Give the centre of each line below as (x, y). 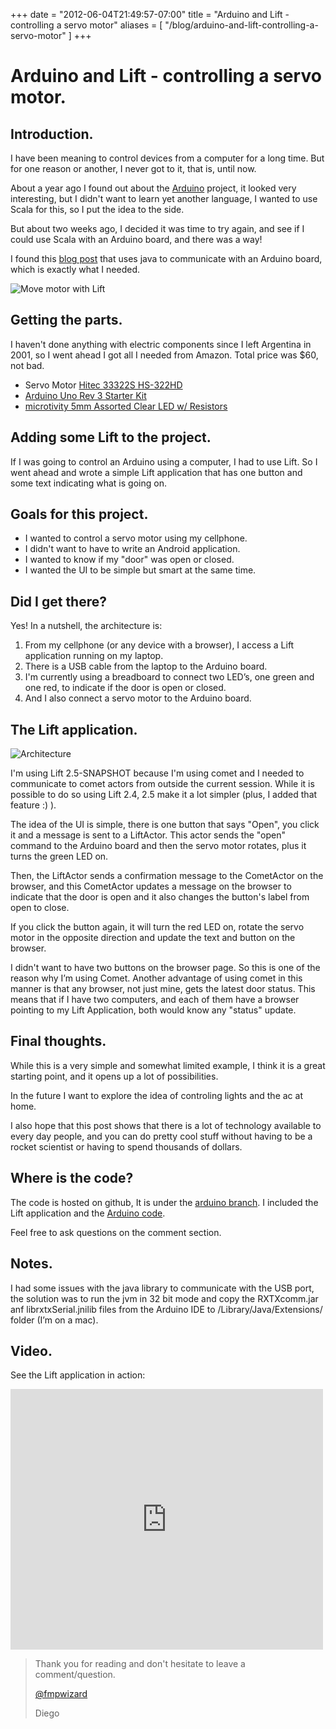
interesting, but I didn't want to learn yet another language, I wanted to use (164, 198)
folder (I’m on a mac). (54, 1320)
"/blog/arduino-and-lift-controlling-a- (241, 25)
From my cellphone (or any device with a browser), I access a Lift (159, 645)
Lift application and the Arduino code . (88, 1213)
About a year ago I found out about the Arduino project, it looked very (153, 188)
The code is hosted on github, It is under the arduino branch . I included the (164, 1202)
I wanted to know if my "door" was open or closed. (129, 560)
